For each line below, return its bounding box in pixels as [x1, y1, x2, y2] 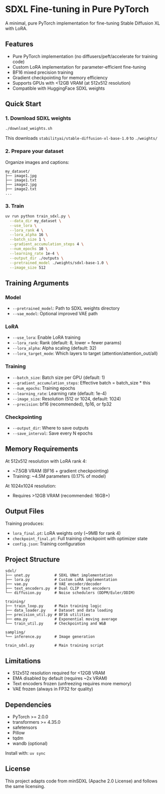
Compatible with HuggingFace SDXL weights [12, 85, 105, 91]
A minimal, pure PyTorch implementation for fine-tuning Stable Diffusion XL [5, 20, 160, 26]
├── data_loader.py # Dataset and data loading [5, 608, 113, 613]
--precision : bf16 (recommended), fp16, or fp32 [12, 401, 112, 407]
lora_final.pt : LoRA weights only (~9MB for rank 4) [12, 530, 121, 536]
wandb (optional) [12, 740, 48, 746]
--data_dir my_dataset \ [9, 218, 61, 224]
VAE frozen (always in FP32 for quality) [12, 686, 93, 692]
